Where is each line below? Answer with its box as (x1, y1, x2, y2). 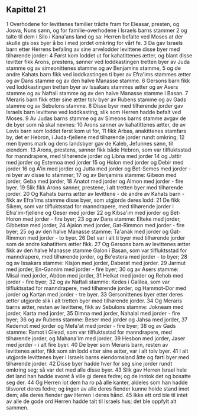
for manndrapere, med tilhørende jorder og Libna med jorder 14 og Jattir (6, 152, 182, 159)
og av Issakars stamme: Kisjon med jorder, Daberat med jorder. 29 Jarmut (6, 259, 186, 266)
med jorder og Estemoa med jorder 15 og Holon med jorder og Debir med (6, 159, 184, 166)
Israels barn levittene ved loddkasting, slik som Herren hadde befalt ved (6, 108, 181, 115)
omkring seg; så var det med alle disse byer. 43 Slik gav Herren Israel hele (6, 366, 187, 373)
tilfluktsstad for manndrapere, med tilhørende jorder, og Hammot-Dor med (6, 284, 187, 292)
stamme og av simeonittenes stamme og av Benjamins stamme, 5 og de (6, 65, 181, 72)
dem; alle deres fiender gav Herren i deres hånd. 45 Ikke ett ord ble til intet (6, 391, 188, 398)
